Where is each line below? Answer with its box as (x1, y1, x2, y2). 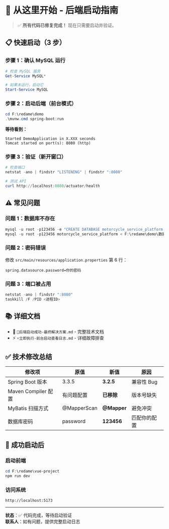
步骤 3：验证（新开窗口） (5, 153, 67, 160)
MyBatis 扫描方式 (8, 405, 49, 412)
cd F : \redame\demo (5, 112, 44, 117)
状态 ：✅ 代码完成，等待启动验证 (5, 512, 72, 518)
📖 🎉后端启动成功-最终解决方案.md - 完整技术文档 (12, 328, 104, 335)
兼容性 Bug (131, 378, 157, 385)
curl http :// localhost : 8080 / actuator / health (5, 183, 100, 189)
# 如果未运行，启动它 (5, 83, 44, 88)
